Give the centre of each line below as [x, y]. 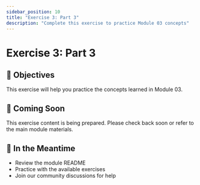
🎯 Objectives [31, 75]
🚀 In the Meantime [41, 148]
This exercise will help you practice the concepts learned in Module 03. [95, 89]
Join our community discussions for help [65, 176]
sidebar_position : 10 [33, 12]
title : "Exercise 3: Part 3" [43, 17]
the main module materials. [40, 130]
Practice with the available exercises [60, 169]
